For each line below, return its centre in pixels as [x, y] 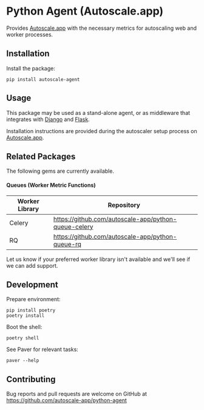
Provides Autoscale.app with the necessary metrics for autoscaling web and [102, 28]
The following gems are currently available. [60, 171]
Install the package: [31, 68]
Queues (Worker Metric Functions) [51, 185]
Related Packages [41, 156]
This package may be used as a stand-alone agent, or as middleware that [98, 113]
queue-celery [73, 226]
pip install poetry [31, 311]
